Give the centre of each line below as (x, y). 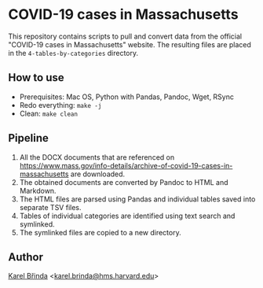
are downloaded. (98, 174)
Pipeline (29, 138)
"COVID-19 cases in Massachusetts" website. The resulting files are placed (130, 44)
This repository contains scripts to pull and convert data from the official (125, 36)
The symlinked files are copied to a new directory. (100, 232)
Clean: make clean (49, 113)
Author (26, 257)
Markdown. (38, 190)
